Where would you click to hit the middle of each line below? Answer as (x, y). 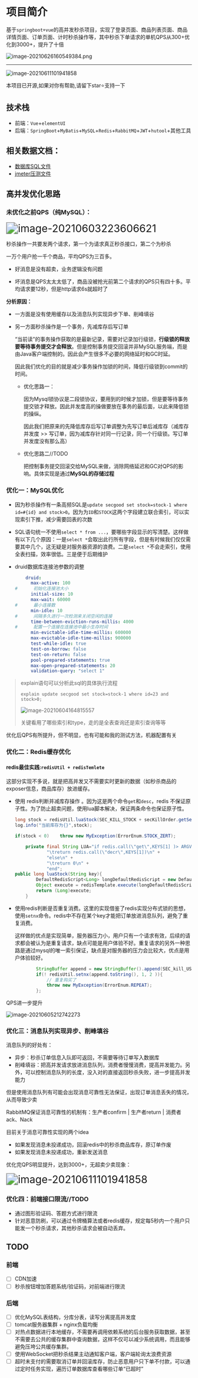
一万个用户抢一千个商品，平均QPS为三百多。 (60, 256)
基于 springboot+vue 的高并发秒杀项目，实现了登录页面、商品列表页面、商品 (97, 30)
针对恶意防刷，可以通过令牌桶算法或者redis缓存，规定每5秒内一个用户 (100, 1220)
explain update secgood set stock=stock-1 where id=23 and (95, 694)
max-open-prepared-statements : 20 (73, 665)
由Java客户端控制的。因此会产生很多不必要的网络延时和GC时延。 (94, 354)
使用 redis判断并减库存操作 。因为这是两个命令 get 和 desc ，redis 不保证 (100, 801)
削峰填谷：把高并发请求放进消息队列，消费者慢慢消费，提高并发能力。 (100, 1065)
